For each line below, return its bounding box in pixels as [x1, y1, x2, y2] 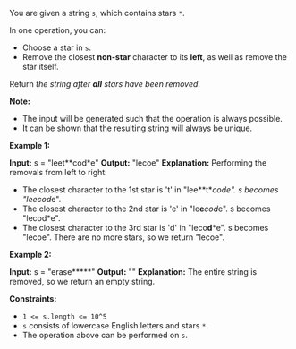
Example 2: [9, 250, 52, 260]
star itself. [21, 62, 60, 72]
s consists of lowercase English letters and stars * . [21, 320, 208, 330]
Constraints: [9, 294, 57, 303]
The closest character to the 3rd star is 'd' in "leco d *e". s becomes [21, 223, 269, 233]
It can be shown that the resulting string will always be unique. [21, 123, 253, 133]
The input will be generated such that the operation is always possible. [21, 114, 283, 123]
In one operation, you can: [9, 25, 106, 35]
